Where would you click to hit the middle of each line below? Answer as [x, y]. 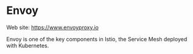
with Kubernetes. [28, 46]
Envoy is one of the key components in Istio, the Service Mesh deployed [97, 39]
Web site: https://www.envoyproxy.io [53, 27]
